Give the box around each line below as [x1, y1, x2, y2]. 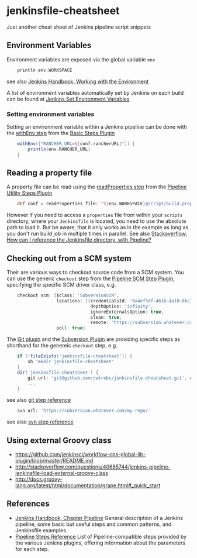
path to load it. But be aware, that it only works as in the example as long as [6, 224, 189, 231]
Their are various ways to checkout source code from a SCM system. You [6, 269, 184, 276]
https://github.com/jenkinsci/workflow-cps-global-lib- [15, 450, 146, 457]
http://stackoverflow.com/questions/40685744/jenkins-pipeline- [15, 463, 171, 470]
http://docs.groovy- [15, 476, 63, 483]
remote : [90, 320, 109, 326]
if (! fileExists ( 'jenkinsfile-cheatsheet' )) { [17, 353, 133, 359]
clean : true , [90, 314, 122, 320]
